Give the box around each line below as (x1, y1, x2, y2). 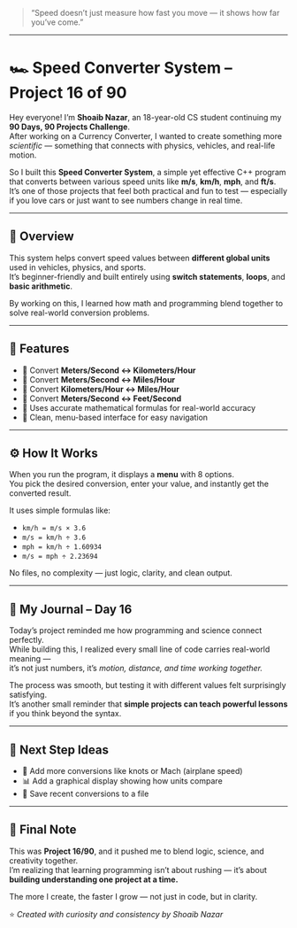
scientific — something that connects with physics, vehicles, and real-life (9, 140, 276, 151)
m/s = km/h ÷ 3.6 (21, 533, 87, 543)
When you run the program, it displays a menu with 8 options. (9, 469, 234, 480)
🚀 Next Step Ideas (9, 742, 109, 757)
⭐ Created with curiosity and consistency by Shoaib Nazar (9, 909, 224, 919)
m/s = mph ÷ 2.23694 (21, 553, 98, 561)
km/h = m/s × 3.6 (21, 524, 87, 533)
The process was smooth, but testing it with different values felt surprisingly (9, 680, 286, 691)
